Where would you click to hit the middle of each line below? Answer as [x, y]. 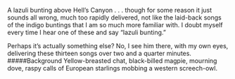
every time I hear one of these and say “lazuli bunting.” [87, 32]
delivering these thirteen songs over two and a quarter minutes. [100, 53]
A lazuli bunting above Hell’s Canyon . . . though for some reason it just [110, 10]
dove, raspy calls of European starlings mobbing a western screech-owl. [113, 68]
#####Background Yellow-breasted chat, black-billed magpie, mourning [112, 61]
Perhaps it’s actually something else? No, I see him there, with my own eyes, [118, 46]
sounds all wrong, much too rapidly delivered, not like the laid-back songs [114, 17]
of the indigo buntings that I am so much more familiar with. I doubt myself [115, 25]
